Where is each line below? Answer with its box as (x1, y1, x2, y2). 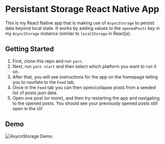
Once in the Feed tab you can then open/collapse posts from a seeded (12, 84, 156, 90)
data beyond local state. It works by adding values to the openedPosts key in (5, 25, 160, 31)
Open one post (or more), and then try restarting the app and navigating (12, 95, 160, 101)
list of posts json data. (12, 89, 58, 95)
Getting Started (5, 45, 54, 53)
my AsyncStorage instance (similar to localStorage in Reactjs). (5, 30, 132, 36)
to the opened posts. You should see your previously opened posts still (12, 100, 158, 106)
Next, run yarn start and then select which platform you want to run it (12, 63, 157, 69)
